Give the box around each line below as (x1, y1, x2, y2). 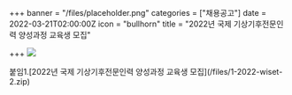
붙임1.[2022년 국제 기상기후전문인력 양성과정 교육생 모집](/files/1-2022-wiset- (9, 67, 283, 77)
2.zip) (9, 77, 31, 86)
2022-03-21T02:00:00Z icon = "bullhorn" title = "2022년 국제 (9, 18, 232, 29)
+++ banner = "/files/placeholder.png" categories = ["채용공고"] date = (9, 8, 267, 18)
